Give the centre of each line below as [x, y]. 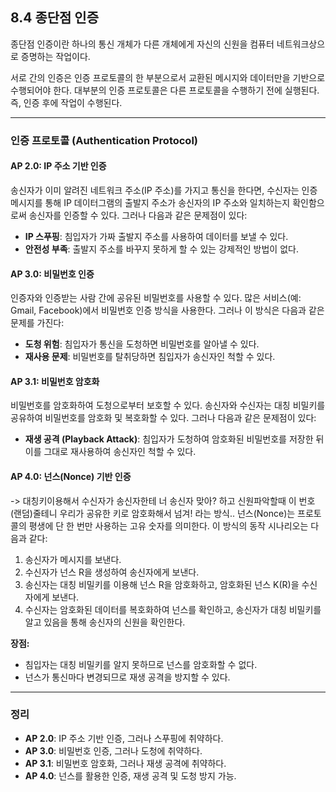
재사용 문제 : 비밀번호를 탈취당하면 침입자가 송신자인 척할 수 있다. [150, 357]
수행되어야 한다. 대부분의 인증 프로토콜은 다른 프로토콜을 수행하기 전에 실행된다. [165, 90]
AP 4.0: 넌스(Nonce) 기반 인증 [71, 476]
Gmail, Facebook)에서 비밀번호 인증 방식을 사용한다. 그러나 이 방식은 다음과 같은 [167, 310]
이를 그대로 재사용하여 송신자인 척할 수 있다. [110, 452]
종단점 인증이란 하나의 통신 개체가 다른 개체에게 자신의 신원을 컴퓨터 [142, 44]
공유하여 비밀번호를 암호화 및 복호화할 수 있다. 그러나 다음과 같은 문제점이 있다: [163, 418]
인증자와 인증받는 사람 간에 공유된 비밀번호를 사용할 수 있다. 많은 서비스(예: [156, 298]
